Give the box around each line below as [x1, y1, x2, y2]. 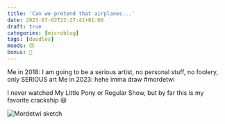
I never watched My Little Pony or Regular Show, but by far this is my [7, 88, 204, 97]
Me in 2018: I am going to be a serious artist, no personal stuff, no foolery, [7, 67, 219, 76]
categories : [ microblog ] [7, 29, 79, 37]
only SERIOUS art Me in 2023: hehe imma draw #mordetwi [7, 75, 175, 83]
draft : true [7, 23, 42, 30]
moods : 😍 [7, 42, 35, 49]
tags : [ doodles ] [7, 36, 54, 43]
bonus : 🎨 [7, 49, 33, 56]
